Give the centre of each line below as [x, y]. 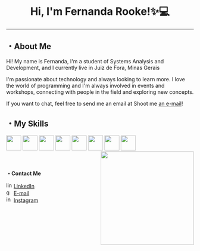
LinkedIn [24, 186]
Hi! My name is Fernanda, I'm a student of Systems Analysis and [85, 61]
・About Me [29, 46]
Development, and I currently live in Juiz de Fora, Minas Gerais [83, 68]
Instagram [26, 200]
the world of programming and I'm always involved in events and [85, 85]
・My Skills [27, 124]
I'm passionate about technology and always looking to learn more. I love [96, 79]
